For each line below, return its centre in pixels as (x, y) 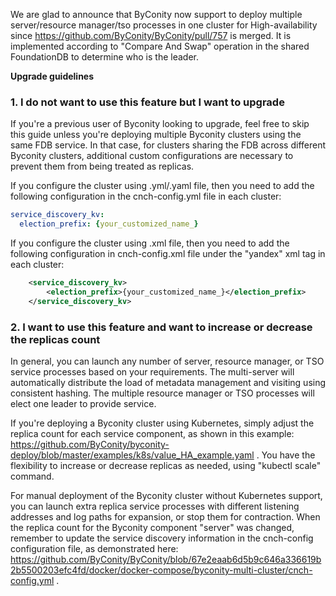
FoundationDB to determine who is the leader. (105, 57)
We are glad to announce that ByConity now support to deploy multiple (156, 14)
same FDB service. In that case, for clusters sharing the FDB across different (168, 145)
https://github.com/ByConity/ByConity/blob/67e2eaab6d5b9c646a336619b (166, 559)
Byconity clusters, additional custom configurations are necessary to (152, 156)
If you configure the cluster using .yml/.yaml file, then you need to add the (162, 186)
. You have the (286, 455)
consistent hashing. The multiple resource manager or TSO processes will (162, 393)
